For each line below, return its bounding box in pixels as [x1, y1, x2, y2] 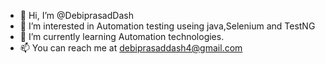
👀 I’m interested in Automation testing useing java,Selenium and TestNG [19, 20, 316, 32]
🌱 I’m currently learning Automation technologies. [19, 31, 225, 42]
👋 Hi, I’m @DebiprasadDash [19, 10, 134, 21]
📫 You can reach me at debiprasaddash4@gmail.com [19, 42, 243, 54]
